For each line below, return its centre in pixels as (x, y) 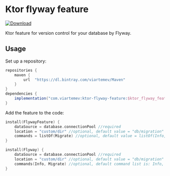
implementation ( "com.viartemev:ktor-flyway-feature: (71, 98)
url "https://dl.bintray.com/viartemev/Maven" (74, 80)
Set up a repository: (26, 61)
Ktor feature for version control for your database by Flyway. (68, 33)
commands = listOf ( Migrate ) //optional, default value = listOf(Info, (90, 136)
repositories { (21, 70)
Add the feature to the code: (35, 112)
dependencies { (21, 94)
